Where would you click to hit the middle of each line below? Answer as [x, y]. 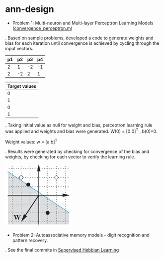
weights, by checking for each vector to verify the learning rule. [70, 157]
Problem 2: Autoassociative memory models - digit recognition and [81, 235]
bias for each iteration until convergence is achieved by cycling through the [82, 43]
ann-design [30, 9]
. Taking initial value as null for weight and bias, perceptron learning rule [79, 125]
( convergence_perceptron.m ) [42, 28]
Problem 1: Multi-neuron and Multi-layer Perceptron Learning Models [83, 23]
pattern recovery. [30, 240]
